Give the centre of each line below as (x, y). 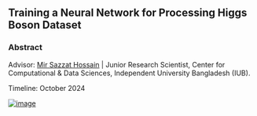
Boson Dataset (45, 25)
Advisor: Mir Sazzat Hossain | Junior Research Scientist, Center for (117, 64)
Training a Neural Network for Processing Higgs (128, 13)
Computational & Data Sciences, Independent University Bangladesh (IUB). (129, 73)
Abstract (26, 48)
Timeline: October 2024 (47, 88)
